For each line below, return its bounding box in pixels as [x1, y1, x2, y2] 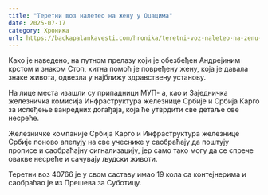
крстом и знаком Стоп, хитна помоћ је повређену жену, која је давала [8, 64, 249, 74]
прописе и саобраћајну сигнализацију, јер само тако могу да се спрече [8, 146, 254, 155]
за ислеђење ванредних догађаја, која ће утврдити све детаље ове [8, 105, 239, 115]
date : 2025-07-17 [8, 19, 66, 27]
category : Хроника [8, 26, 69, 34]
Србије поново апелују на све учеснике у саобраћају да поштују [8, 137, 230, 147]
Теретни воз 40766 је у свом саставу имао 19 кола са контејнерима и [8, 170, 247, 179]
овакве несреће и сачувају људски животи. [8, 154, 158, 164]
